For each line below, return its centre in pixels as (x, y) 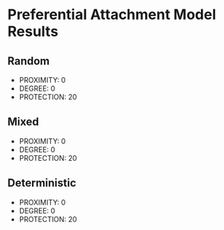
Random (29, 61)
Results (33, 31)
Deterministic (42, 183)
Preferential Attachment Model (112, 15)
